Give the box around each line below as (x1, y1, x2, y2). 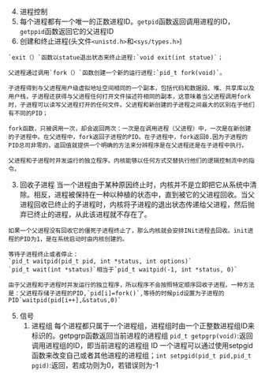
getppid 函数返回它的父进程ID (19, 27, 114, 36)
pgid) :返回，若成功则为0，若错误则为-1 (31, 361, 159, 369)
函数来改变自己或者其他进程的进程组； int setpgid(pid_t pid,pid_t (31, 350, 252, 360)
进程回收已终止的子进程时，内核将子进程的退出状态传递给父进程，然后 (19, 200, 248, 209)
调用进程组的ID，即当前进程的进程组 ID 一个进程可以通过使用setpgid (31, 341, 254, 350)
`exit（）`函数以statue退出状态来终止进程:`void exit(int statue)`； (8, 54, 224, 62)
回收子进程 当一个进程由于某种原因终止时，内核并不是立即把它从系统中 (19, 180, 250, 189)
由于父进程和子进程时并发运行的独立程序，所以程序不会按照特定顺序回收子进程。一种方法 (8, 281, 255, 289)
